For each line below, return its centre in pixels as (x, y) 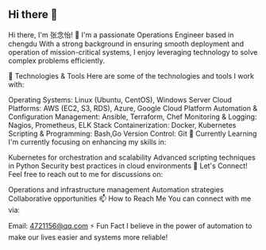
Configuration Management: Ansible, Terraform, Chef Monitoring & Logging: (133, 117)
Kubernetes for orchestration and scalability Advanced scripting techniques (132, 157)
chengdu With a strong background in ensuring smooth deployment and (126, 44)
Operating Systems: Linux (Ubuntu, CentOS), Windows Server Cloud (120, 99)
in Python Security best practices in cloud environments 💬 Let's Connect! (128, 165)
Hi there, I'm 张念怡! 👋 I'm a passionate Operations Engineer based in (121, 35)
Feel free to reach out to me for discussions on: (86, 174)
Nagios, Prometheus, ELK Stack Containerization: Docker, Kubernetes (122, 125)
